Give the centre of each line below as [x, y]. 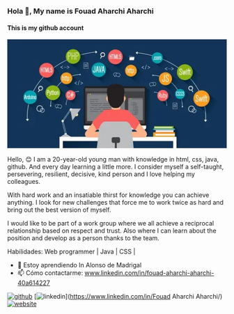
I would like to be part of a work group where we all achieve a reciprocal [111, 223]
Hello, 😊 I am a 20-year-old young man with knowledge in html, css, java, [113, 159]
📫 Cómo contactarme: [50, 273]
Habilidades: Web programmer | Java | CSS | [71, 252]
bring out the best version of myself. [59, 210]
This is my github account [46, 28]
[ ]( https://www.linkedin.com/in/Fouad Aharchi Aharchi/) [128, 297]
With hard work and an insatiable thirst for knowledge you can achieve [108, 195]
